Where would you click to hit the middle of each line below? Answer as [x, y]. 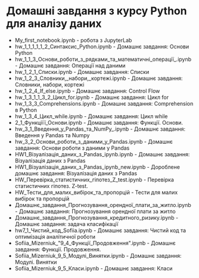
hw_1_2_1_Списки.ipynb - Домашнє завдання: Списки [82, 72]
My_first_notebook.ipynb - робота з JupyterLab [73, 40]
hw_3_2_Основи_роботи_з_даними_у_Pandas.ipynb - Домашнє [94, 141]
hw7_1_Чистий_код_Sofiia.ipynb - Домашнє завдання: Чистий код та [100, 230]
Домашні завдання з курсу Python [97, 11]
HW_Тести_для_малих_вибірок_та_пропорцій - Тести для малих [96, 192]
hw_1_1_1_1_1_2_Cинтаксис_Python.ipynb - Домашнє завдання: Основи [102, 47]
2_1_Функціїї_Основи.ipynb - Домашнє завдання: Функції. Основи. [99, 122]
